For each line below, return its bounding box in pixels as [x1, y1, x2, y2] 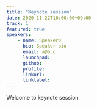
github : [22, 60, 43, 66]
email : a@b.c [22, 49, 56, 55]
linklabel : [22, 77, 51, 83]
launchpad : [22, 54, 51, 61]
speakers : [6, 32, 32, 38]
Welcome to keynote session [6, 94, 79, 101]
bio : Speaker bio [22, 43, 67, 50]
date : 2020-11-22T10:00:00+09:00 [6, 15, 92, 21]
